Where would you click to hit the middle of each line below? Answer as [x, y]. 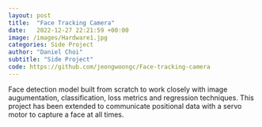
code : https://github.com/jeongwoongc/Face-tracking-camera [110, 67]
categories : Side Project [51, 45]
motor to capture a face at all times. [66, 114]
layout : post [30, 15]
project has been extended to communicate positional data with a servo [125, 106]
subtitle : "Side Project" [51, 60]
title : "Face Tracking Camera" [61, 23]
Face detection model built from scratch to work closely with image [118, 89]
